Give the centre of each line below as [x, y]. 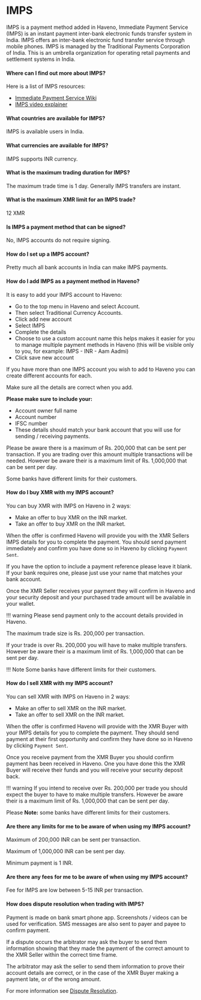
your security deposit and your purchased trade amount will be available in [98, 597]
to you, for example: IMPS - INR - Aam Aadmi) [72, 351]
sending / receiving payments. [52, 436]
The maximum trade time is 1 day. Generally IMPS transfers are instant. [94, 186]
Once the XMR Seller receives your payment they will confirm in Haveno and [101, 591]
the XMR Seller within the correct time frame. [62, 954]
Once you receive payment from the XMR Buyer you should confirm [90, 757]
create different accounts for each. [49, 375]
